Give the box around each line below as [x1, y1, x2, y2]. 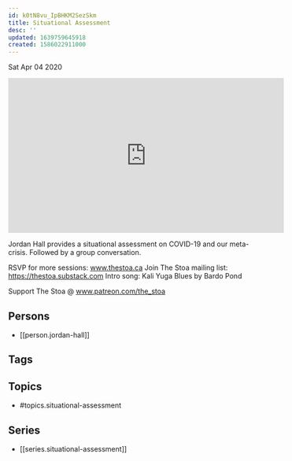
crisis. [8, 248, 28, 257]
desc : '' [8, 26, 37, 34]
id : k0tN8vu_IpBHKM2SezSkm [8, 11, 97, 20]
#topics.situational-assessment [19, 400, 122, 410]
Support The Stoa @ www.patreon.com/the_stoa [8, 286, 166, 296]
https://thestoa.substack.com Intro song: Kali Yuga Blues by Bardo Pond [8, 271, 242, 281]
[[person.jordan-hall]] [19, 330, 91, 339]
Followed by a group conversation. [28, 248, 142, 257]
